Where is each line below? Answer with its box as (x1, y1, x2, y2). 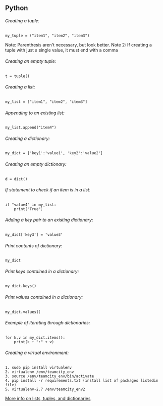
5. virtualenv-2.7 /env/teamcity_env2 (5, 387, 85, 392)
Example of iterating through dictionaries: (5, 320, 90, 326)
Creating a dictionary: (5, 135, 50, 141)
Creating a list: (5, 84, 36, 90)
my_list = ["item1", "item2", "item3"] (5, 99, 88, 104)
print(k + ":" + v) (14, 339, 54, 344)
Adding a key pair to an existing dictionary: (5, 217, 93, 223)
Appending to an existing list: (5, 110, 65, 116)
